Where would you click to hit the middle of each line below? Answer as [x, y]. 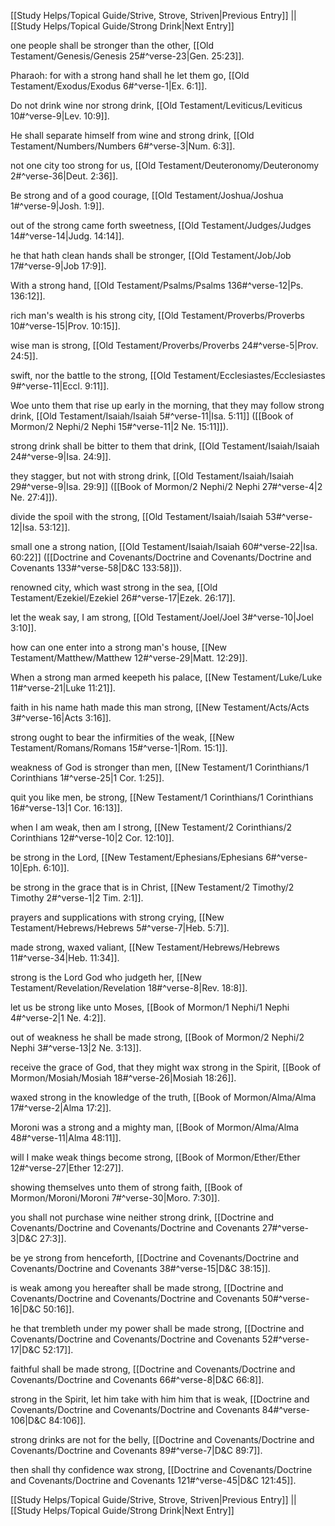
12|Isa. [23, 527]
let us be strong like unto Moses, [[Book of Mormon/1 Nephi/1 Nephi [150, 1007]
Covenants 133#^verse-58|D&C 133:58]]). [96, 568]
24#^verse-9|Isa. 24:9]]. [61, 456]
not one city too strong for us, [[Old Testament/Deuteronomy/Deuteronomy [165, 165]
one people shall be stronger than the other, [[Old [112, 45]
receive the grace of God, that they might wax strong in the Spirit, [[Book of [166, 1067]
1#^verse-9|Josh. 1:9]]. [57, 206]
